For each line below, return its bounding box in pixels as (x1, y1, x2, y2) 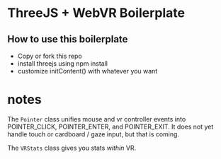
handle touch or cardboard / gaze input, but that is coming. (7, 129, 179, 139)
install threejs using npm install (17, 59, 108, 68)
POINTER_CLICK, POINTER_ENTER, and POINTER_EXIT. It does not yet (7, 122, 214, 131)
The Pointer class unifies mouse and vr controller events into (7, 114, 186, 123)
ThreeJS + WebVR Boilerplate (7, 5, 186, 21)
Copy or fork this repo (17, 52, 83, 60)
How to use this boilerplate (7, 33, 128, 45)
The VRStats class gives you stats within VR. (7, 143, 137, 152)
